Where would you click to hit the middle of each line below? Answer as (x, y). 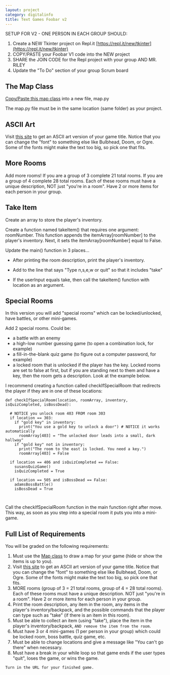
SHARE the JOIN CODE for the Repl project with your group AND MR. (85, 60)
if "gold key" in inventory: (45, 423)
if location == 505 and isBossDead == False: (59, 480)
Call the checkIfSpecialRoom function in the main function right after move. (84, 507)
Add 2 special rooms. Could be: (38, 328)
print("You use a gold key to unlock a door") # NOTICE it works (89, 427)
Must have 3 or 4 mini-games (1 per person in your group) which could (87, 631)
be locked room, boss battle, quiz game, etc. (59, 637)
